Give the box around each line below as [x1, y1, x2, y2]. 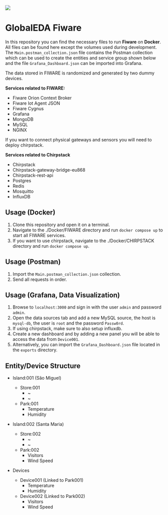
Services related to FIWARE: [5, 85, 65, 91]
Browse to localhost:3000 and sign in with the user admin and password [12, 304, 162, 310]
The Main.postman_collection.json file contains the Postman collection [5, 49, 153, 55]
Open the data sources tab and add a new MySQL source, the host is [12, 315, 156, 321]
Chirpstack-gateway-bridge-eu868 [12, 167, 86, 173]
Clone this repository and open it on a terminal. [12, 222, 110, 228]
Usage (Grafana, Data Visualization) [5, 290, 120, 299]
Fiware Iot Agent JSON [12, 100, 60, 106]
